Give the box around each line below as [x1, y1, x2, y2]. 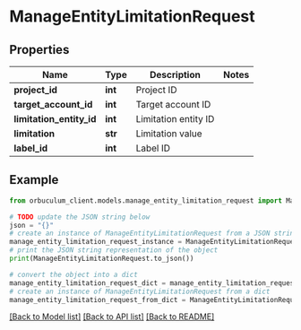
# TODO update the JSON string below [9, 213, 150, 221]
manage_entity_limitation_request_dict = [9, 278, 167, 288]
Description [149, 69, 202, 81]
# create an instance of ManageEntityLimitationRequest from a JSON [9, 229, 271, 239]
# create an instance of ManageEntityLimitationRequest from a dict [9, 287, 271, 296]
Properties [9, 42, 70, 57]
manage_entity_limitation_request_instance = [9, 238, 182, 247]
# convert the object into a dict [9, 270, 139, 279]
